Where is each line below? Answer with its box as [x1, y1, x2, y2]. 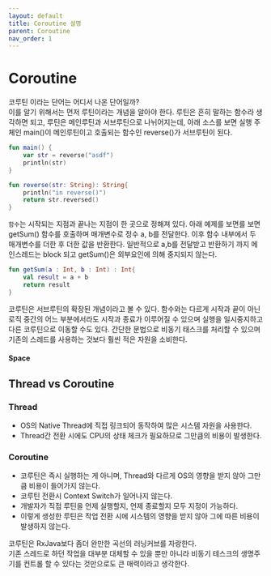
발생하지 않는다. [19, 522, 70, 531]
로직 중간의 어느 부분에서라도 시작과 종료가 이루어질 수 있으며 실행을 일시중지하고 [8, 314, 264, 324]
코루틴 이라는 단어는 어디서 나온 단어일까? [8, 97, 140, 107]
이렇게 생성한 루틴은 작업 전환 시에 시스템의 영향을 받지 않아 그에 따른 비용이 [19, 511, 260, 521]
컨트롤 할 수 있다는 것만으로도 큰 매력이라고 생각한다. [23, 559, 190, 569]
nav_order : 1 [8, 34, 53, 43]
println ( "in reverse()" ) [23, 188, 107, 197]
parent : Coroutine [8, 27, 70, 35]
